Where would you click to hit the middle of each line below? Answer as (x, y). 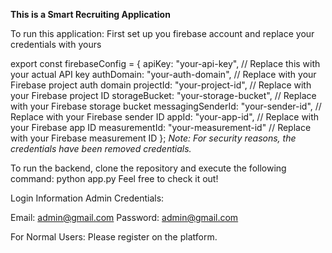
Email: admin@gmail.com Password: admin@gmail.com (124, 217)
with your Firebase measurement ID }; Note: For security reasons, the (153, 138)
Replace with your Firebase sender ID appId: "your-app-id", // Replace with (165, 117)
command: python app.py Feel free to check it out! (114, 178)
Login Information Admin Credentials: (87, 198)
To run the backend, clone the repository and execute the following (148, 168)
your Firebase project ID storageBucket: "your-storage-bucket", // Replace (163, 95)
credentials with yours (56, 44)
